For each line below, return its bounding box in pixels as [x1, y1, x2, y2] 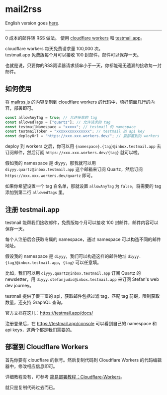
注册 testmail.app [5, 205, 60, 214]
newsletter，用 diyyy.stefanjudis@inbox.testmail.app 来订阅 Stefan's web [5, 276, 159, 282]
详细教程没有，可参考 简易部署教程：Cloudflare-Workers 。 [5, 374, 125, 380]
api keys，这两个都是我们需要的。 [5, 327, 75, 333]
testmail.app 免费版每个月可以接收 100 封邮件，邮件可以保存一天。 [5, 51, 142, 58]
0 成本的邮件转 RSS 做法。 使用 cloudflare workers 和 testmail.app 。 [5, 35, 145, 41]
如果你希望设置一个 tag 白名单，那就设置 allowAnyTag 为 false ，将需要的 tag [5, 183, 162, 189]
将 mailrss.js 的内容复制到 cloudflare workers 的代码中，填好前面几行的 [5, 99, 151, 105]
